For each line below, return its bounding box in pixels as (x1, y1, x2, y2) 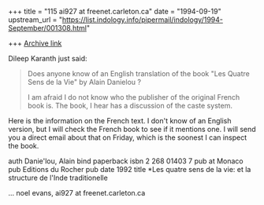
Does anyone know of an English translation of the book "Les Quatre (27, 69, 251, 78)
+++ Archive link (8, 38, 62, 48)
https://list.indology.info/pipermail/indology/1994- (61, 15, 223, 24)
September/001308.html (8, 24, 87, 32)
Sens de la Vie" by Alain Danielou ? (27, 78, 142, 86)
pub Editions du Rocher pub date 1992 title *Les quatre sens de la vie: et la (8, 165, 251, 174)
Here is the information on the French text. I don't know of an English (8, 116, 232, 125)
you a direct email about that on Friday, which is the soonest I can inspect (8, 133, 247, 142)
